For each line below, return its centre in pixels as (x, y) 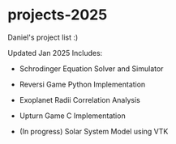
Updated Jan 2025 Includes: (55, 53)
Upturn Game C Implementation (73, 116)
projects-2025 (58, 15)
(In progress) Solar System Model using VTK (94, 131)
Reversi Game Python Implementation (82, 84)
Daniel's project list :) (43, 37)
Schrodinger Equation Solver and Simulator (91, 68)
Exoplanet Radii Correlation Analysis (80, 100)
